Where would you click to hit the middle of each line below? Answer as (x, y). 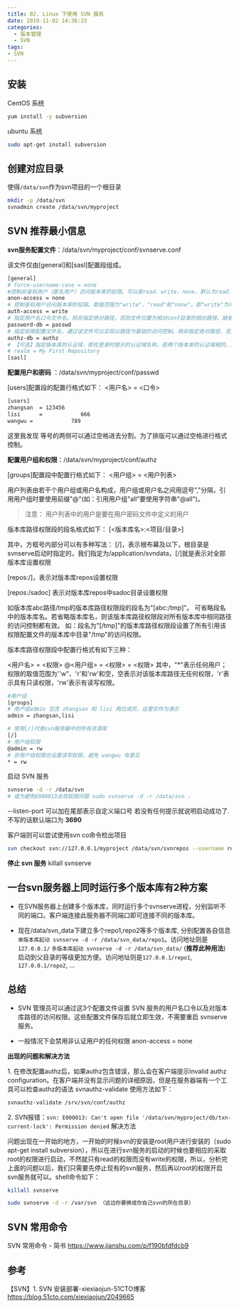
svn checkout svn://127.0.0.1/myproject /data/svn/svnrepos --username (116, 849)
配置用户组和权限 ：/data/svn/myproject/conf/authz (82, 459)
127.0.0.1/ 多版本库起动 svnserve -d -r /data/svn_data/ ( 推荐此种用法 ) (122, 948)
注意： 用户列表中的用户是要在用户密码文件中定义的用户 (107, 514)
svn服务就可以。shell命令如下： (54, 1177)
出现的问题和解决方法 (38, 1056)
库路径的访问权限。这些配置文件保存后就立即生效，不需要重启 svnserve (122, 1016)
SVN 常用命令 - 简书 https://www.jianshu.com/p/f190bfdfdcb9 (98, 1246)
